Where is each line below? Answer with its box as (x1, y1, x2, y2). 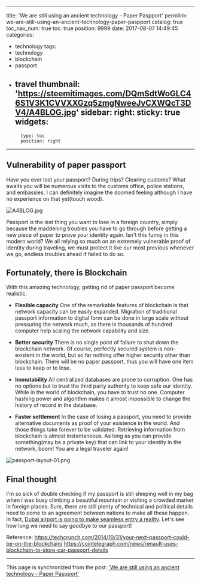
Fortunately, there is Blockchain (6, 268, 127, 278)
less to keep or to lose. (14, 364, 71, 371)
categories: (6, 31, 34, 38)
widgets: (14, 117, 49, 127)
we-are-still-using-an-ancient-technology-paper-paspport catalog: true (6, 19, 184, 25)
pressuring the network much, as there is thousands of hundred (14, 321, 172, 328)
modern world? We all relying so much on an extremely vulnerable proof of (6, 237, 191, 245)
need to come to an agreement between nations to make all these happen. (6, 509, 190, 517)
